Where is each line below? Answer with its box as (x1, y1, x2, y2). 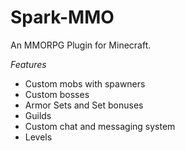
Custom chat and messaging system (24, 120, 176, 132)
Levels (24, 131, 53, 143)
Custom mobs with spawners (24, 77, 146, 90)
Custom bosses (24, 88, 90, 100)
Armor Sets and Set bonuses (24, 99, 144, 111)
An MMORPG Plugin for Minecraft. (10, 39, 152, 51)
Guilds (24, 109, 52, 121)
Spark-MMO (10, 6, 115, 29)
